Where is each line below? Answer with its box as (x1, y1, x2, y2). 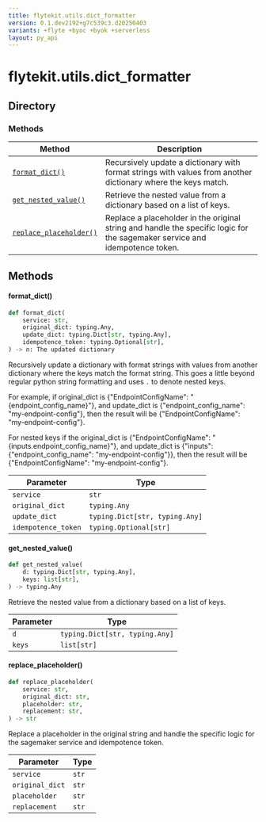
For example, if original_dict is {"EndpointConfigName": (8, 392, 188, 401)
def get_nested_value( (8, 560, 83, 569)
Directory (8, 99, 56, 113)
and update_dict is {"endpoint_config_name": (97, 400, 245, 410)
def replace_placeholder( (8, 678, 93, 686)
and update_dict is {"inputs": (120, 441, 214, 450)
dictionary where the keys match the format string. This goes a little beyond (8, 368, 255, 377)
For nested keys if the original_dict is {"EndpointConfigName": (8, 433, 211, 442)
